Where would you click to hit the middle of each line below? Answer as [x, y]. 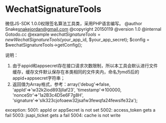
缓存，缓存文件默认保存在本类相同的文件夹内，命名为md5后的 [76, 72]
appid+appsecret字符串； [39, 78]
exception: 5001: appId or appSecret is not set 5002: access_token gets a [80, 110]
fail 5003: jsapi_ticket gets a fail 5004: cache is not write [63, 115]
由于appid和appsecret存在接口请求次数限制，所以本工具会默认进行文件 [85, 65]
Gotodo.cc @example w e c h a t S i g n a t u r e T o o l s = [53, 34]
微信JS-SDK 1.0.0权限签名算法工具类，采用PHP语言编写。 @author [74, 23]
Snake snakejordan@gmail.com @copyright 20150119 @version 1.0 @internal [83, 29]
